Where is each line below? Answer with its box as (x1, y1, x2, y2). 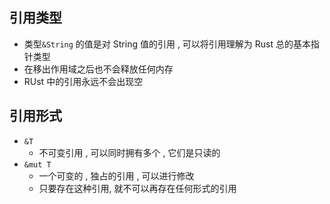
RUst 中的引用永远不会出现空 (23, 75, 144, 87)
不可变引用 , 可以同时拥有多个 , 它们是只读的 (38, 146, 221, 158)
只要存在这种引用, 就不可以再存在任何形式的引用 (38, 182, 237, 194)
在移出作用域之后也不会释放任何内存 (23, 63, 174, 75)
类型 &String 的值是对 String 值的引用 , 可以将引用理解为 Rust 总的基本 (23, 38, 311, 50)
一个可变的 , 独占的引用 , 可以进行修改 (38, 169, 195, 182)
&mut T (23, 159, 52, 170)
